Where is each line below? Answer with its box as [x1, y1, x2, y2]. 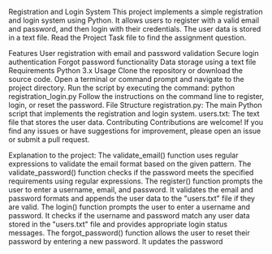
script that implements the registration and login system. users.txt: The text [8, 109, 260, 118]
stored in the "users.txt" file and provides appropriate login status [8, 219, 228, 229]
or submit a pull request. [8, 135, 90, 144]
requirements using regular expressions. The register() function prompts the [8, 176, 263, 186]
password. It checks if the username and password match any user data [8, 211, 250, 220]
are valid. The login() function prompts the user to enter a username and [8, 202, 250, 212]
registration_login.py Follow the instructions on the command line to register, [8, 92, 265, 101]
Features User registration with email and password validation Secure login [8, 49, 260, 58]
